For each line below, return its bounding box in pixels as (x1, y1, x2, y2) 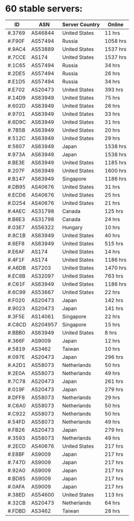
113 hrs (104, 491, 124, 498)
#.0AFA (7, 483, 25, 490)
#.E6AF (7, 248, 25, 255)
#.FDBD (7, 507, 26, 514)
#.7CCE (7, 53, 26, 60)
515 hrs (104, 240, 124, 247)
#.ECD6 (7, 191, 26, 198)
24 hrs (104, 215, 121, 222)
